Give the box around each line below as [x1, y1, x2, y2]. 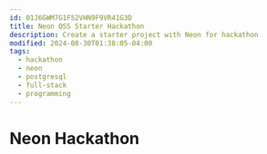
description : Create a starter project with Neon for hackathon [9, 30, 259, 39]
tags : [9, 47, 30, 56]
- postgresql [17, 72, 67, 82]
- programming [17, 89, 71, 98]
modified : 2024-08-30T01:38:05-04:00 [9, 38, 153, 48]
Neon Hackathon [9, 128, 139, 149]
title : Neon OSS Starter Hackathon [9, 22, 145, 31]
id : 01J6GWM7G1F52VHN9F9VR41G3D [9, 13, 132, 23]
